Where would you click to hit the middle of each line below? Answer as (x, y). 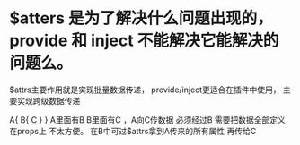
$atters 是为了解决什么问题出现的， (141, 18)
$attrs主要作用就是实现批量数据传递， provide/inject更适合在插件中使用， (145, 90)
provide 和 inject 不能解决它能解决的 (144, 41)
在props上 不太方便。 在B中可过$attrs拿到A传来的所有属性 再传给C (133, 131)
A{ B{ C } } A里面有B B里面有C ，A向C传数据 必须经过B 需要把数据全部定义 (147, 119)
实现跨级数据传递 (49, 100)
